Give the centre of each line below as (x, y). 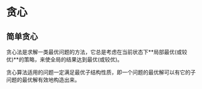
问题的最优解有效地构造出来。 (43, 80)
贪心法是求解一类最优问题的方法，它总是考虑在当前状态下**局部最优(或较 (97, 52)
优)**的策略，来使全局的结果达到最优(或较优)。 (65, 60)
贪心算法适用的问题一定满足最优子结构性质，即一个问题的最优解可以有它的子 (101, 72)
